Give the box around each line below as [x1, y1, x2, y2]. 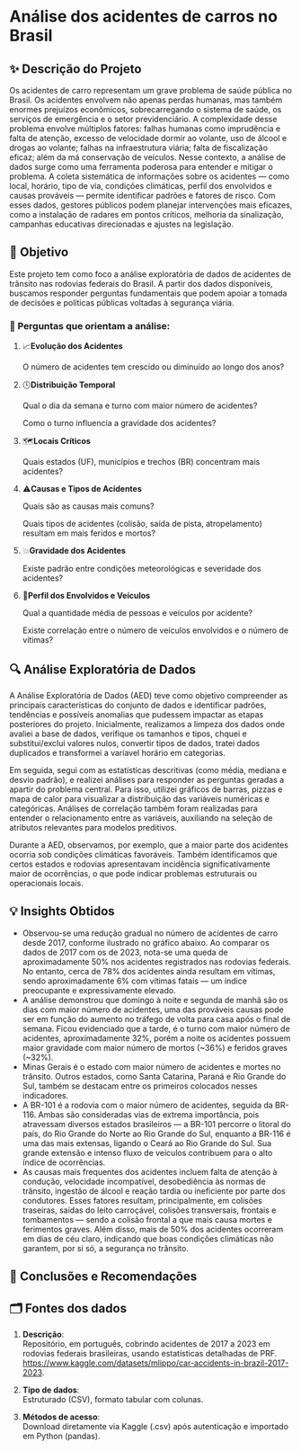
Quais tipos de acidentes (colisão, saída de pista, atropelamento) [22, 519, 263, 529]
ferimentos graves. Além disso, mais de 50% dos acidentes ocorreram [22, 1223, 284, 1234]
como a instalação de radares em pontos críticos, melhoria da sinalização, [9, 209, 285, 219]
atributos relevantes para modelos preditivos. [9, 822, 177, 832]
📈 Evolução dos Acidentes [22, 341, 123, 351]
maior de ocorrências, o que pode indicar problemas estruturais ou [9, 867, 258, 878]
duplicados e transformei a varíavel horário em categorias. [9, 747, 226, 758]
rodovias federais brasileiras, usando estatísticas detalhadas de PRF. [22, 1348, 278, 1358]
